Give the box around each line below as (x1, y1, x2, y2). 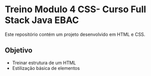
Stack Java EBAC (5, 14, 79, 26)
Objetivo (5, 46, 33, 55)
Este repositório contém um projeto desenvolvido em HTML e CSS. (5, 31, 146, 37)
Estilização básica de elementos (12, 65, 80, 71)
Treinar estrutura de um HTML (12, 60, 76, 66)
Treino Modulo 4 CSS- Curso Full (5, 4, 146, 15)
